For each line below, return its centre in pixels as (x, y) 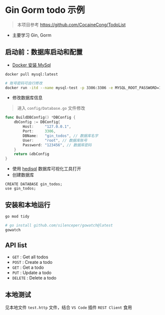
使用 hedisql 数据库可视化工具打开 (47, 169)
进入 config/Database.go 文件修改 (51, 108)
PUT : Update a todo (32, 273)
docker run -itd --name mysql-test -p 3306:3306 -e (59, 88)
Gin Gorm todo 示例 (45, 10)
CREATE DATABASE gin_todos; (34, 184)
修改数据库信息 (27, 98)
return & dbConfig (32, 154)
